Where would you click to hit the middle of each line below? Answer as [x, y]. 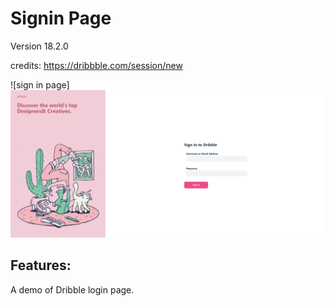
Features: [41, 265]
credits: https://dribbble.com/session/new [96, 65]
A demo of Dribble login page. [72, 289]
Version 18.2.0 [39, 46]
